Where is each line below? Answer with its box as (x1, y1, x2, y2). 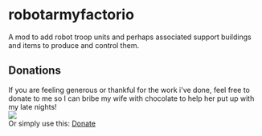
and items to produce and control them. (8, 40, 139, 50)
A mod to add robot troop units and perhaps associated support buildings (8, 32, 252, 42)
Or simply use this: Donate (8, 118, 96, 128)
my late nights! (8, 102, 58, 111)
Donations (8, 64, 62, 78)
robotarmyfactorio (8, 6, 135, 24)
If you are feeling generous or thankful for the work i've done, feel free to (8, 85, 251, 94)
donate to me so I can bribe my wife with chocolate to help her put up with (8, 94, 255, 103)
